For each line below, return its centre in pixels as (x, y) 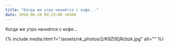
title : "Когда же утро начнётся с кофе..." (52, 10)
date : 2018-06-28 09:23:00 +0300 (41, 15)
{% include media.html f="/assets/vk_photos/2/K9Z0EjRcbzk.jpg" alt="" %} (84, 39)
